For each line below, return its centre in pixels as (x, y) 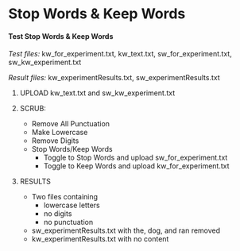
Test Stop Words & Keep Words (61, 36)
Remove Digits (55, 141)
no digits (58, 214)
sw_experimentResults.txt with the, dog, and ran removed (126, 230)
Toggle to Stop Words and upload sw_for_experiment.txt (135, 158)
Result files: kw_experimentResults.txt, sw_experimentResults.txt (114, 78)
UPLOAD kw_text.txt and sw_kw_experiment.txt (97, 93)
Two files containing (64, 197)
